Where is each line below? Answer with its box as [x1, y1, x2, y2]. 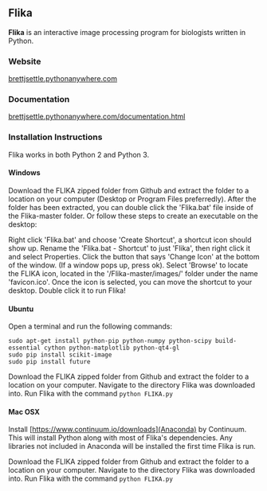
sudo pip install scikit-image [8, 351, 112, 359]
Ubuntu [8, 304, 34, 314]
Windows [8, 168, 41, 177]
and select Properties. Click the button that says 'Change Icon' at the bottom [8, 251, 260, 261]
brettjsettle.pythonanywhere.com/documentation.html [8, 111, 186, 122]
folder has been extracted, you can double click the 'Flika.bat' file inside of [8, 202, 253, 212]
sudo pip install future [8, 358, 91, 366]
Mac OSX [8, 407, 40, 416]
